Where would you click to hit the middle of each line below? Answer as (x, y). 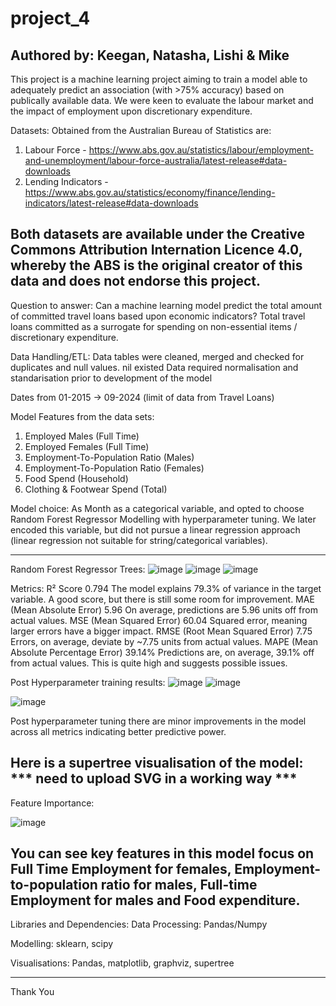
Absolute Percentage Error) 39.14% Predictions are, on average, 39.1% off (162, 652)
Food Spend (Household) (76, 478)
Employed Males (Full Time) (82, 436)
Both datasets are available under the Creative (157, 234)
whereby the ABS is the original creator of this (156, 265)
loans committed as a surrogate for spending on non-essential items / (154, 326)
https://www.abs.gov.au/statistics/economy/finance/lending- (150, 192)
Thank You (32, 992)
